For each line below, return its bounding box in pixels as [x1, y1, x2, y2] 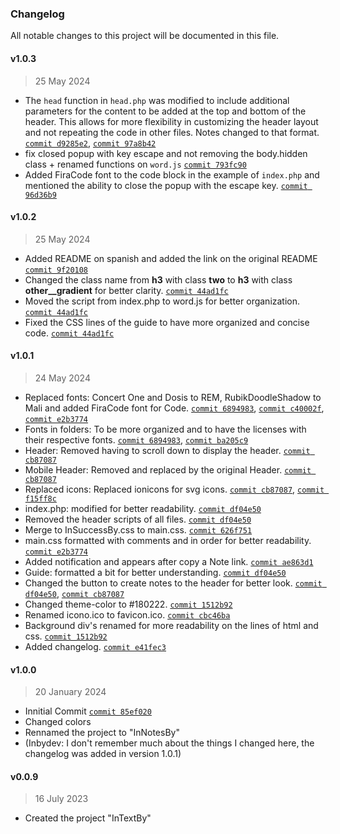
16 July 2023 [34, 793, 89, 805]
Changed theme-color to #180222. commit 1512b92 [24, 598, 233, 610]
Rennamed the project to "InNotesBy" [24, 727, 180, 739]
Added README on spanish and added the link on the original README [24, 252, 318, 264]
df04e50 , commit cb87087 [24, 587, 125, 599]
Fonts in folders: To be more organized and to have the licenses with [24, 423, 307, 435]
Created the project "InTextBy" [24, 812, 152, 824]
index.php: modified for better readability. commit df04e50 [24, 502, 262, 514]
